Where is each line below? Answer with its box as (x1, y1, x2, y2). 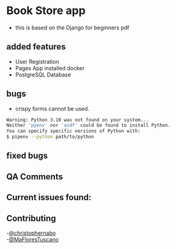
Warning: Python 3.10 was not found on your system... (6, 117, 149, 123)
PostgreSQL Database (15, 71, 71, 78)
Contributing (6, 213, 56, 223)
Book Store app (6, 4, 86, 18)
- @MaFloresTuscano (6, 236, 59, 243)
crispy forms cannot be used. (15, 105, 90, 112)
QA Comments (6, 171, 63, 182)
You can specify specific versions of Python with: (6, 128, 141, 135)
